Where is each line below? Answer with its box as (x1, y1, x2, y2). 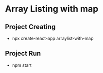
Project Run (5, 49, 41, 58)
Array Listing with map (5, 3, 99, 15)
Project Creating (5, 23, 56, 31)
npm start (12, 62, 32, 68)
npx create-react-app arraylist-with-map (12, 35, 94, 41)
